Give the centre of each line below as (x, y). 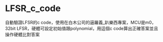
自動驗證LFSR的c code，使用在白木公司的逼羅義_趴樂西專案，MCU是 (75, 22)
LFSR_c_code (33, 8)
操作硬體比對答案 (22, 34)
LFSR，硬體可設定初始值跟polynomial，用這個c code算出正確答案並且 (87, 28)
